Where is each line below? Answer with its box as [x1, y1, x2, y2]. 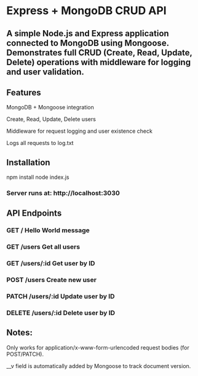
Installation [6, 157, 50, 168]
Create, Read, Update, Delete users [6, 116, 97, 123]
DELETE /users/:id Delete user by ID [6, 308, 116, 317]
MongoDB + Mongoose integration [6, 104, 94, 111]
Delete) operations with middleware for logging [6, 57, 191, 68]
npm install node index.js [6, 173, 69, 181]
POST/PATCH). [6, 350, 44, 358]
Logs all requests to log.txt [6, 139, 74, 147]
